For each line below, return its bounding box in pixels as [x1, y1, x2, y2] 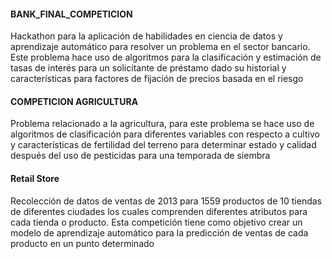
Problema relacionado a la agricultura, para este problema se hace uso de [10, 118, 315, 130]
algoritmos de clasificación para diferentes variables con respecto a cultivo [10, 128, 320, 140]
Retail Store [10, 173, 60, 184]
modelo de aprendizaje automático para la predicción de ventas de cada [10, 226, 309, 239]
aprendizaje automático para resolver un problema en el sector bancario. [10, 41, 311, 53]
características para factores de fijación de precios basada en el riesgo [10, 73, 304, 85]
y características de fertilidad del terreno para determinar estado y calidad [10, 139, 317, 151]
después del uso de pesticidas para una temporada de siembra [10, 150, 271, 162]
